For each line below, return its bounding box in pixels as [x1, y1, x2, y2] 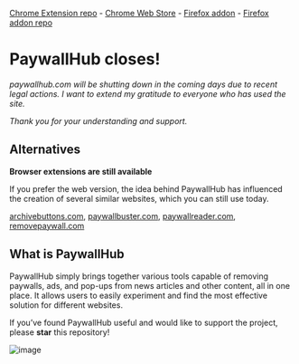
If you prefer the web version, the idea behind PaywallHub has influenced [9, 183, 283, 194]
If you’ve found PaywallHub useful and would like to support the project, [9, 317, 278, 328]
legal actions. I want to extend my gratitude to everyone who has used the [9, 88, 286, 99]
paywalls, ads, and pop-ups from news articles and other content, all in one [9, 280, 291, 291]
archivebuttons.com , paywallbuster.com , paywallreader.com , [9, 210, 237, 221]
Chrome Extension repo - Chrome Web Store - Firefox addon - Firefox [9, 8, 269, 18]
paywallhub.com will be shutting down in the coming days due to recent [9, 79, 278, 90]
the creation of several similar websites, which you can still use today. [9, 193, 269, 204]
